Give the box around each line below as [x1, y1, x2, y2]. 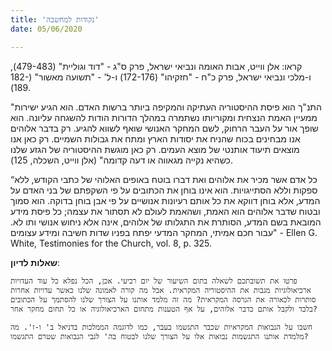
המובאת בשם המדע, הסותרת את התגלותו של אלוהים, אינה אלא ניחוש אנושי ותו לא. [10, 216, 322, 228]
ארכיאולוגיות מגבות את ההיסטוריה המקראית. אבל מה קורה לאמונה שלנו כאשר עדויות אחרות [10, 285, 312, 295]
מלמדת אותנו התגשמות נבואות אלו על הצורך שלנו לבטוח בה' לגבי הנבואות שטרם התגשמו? [10, 331, 309, 341]
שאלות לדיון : [10, 256, 61, 268]
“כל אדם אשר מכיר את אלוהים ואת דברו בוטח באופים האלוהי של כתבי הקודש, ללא [10, 173, 318, 185]
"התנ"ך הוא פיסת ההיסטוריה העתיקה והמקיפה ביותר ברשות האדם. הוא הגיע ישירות [10, 101, 322, 113]
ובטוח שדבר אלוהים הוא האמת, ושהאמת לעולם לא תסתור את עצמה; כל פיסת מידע [10, 205, 321, 217]
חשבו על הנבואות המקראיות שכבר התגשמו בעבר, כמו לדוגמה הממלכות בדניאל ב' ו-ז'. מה [10, 322, 313, 332]
